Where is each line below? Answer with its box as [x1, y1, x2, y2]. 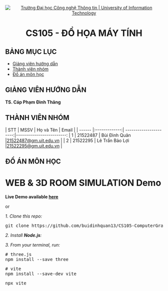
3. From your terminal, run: [5, 241, 60, 247]
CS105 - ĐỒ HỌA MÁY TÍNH [25, 27, 142, 39]
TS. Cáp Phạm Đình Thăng [5, 99, 61, 105]
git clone [5, 222, 29, 228]
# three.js [5, 251, 32, 257]
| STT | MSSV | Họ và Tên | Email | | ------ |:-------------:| [5, 126, 124, 132]
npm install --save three [5, 256, 69, 262]
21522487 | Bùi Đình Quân [77, 132, 131, 138]
